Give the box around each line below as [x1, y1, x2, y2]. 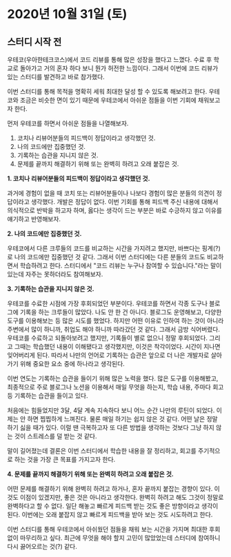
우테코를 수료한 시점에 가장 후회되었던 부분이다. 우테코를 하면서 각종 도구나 [7, 299, 208, 307]
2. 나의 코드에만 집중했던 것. [7, 230, 82, 238]
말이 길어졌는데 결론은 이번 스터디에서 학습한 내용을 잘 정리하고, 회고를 [7, 447, 197, 455]
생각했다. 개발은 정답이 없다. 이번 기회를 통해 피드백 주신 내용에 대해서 [30, 198, 219, 205]
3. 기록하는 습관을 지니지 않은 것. [7, 285, 94, 293]
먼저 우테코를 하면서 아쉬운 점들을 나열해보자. [7, 119, 129, 128]
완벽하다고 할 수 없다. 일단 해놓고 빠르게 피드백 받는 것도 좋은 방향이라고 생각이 [7, 502, 219, 510]
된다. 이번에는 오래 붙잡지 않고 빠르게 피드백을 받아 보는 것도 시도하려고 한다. [7, 511, 213, 518]
